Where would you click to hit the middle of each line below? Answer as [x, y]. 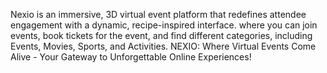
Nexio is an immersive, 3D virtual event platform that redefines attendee [158, 14]
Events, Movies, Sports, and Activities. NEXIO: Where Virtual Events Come [163, 46]
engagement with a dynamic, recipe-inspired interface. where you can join [164, 25]
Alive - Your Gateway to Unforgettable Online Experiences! [131, 57]
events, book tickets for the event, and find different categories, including [161, 35]
